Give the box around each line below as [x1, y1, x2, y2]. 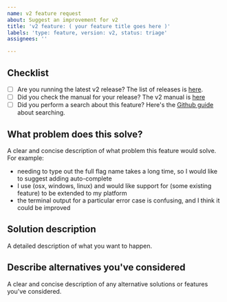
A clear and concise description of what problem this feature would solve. [7, 146, 217, 154]
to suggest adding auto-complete [17, 174, 112, 183]
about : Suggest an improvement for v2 [7, 16, 118, 23]
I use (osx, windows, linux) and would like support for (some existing [17, 181, 212, 189]
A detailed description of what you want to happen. [7, 242, 153, 250]
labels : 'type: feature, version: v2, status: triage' [7, 29, 168, 36]
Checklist [7, 67, 50, 79]
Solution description [7, 224, 96, 235]
